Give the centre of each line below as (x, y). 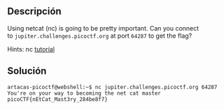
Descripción (34, 11)
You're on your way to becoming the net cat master (84, 93)
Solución (27, 71)
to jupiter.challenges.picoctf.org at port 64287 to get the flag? (100, 36)
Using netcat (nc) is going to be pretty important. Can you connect (103, 28)
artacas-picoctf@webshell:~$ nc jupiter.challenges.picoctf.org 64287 (112, 87)
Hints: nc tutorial (31, 49)
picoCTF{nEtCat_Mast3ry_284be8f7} (58, 99)
